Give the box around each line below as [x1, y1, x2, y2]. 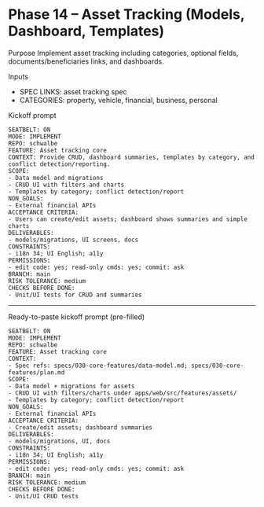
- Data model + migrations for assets [8, 382, 135, 390]
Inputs [8, 72, 29, 81]
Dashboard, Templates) [8, 22, 165, 40]
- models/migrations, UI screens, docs [8, 236, 139, 244]
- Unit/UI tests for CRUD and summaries [8, 291, 143, 299]
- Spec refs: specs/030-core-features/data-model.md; [8, 362, 189, 369]
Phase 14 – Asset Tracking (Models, [8, 6, 245, 24]
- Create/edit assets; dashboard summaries [8, 423, 153, 432]
